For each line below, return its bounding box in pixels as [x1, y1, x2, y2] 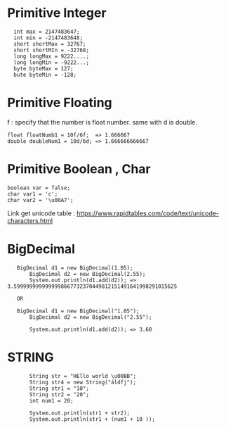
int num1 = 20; [29, 397, 74, 404]
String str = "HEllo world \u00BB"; [29, 372, 137, 379]
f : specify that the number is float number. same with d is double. [7, 118, 198, 126]
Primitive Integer [7, 5, 107, 21]
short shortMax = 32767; [13, 40, 86, 47]
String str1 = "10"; [29, 385, 90, 392]
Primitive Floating [7, 95, 112, 110]
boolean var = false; [7, 184, 71, 191]
